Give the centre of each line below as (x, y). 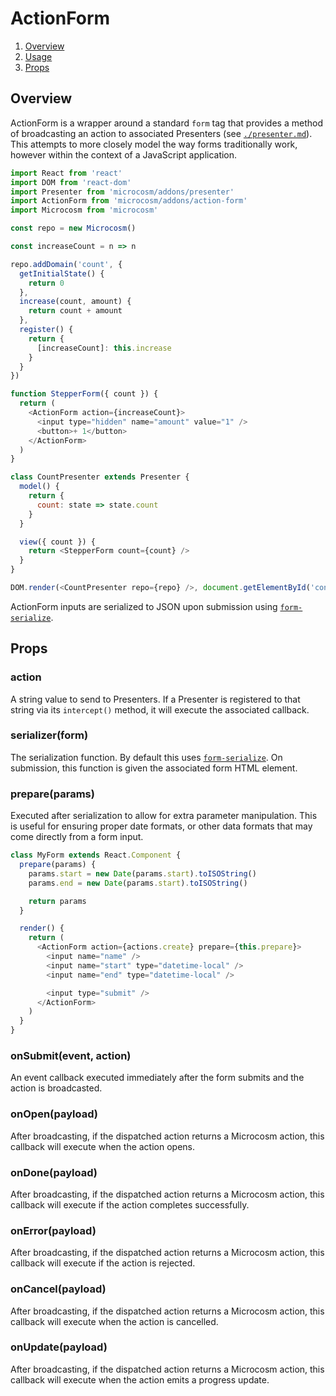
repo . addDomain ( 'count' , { (66, 264)
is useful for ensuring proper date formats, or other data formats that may (161, 826)
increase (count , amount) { (75, 302)
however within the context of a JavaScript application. (124, 154)
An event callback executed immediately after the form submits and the (157, 1078)
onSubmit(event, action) (71, 1055)
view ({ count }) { (58, 542)
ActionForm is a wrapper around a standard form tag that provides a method (166, 123)
